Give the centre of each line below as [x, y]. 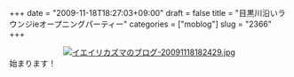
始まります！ [32, 63]
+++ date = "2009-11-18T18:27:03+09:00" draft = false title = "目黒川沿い [143, 13]
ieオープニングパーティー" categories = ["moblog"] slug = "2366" [152, 24]
